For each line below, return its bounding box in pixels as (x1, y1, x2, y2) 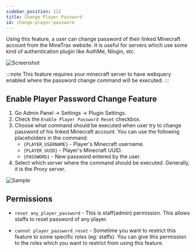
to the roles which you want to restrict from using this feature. (14, 240, 164, 246)
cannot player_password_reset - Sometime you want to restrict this (14, 227, 176, 234)
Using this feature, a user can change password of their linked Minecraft (6, 36, 181, 43)
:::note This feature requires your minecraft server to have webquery (6, 71, 171, 78)
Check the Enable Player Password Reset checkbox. (14, 115, 141, 123)
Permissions (6, 194, 53, 204)
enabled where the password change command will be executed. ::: (6, 77, 170, 84)
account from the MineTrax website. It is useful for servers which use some (6, 42, 188, 49)
